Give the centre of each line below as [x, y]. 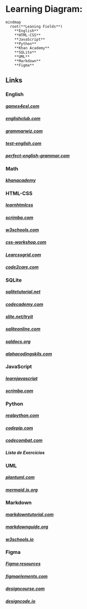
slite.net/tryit [19, 317]
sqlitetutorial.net [23, 292]
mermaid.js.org [22, 490]
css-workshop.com [26, 242]
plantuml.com [20, 477]
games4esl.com [22, 106]
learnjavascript [22, 378]
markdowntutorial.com [30, 514]
